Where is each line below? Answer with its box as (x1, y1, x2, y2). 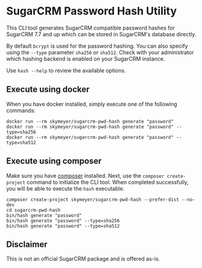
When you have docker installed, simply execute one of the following (6, 100, 178, 107)
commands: (6, 107, 36, 114)
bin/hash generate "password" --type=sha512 (6, 223, 120, 229)
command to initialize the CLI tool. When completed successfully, (27, 178, 189, 185)
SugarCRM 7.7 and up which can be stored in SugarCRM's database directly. (6, 30, 197, 37)
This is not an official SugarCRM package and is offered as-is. (6, 255, 160, 263)
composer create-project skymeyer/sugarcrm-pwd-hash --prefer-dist (6, 196, 180, 203)
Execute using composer (6, 156, 102, 167)
